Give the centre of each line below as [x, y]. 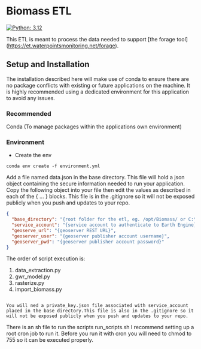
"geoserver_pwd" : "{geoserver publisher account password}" [88, 242]
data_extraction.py [38, 270]
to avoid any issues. [31, 98]
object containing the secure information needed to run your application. [96, 183]
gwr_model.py [32, 276]
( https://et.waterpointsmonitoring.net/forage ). [63, 46]
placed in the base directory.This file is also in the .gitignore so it [100, 311]
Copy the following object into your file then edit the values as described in [99, 190]
